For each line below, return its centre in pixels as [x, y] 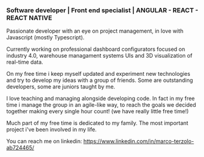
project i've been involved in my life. [51, 130]
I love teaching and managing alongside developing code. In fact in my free [100, 99]
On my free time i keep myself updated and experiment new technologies [98, 74]
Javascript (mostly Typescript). [45, 38]
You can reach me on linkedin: [44, 141]
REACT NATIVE [29, 18]
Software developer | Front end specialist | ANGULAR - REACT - [102, 10]
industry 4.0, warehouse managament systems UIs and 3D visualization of [100, 56]
